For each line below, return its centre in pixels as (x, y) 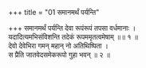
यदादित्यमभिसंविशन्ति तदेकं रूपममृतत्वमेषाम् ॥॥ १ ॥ (73, 37)
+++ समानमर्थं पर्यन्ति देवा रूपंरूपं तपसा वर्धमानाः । (72, 28)
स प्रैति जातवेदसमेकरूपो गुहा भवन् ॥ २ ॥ (59, 55)
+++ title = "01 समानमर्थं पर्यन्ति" (54, 12)
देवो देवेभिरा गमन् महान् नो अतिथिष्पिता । (59, 46)
